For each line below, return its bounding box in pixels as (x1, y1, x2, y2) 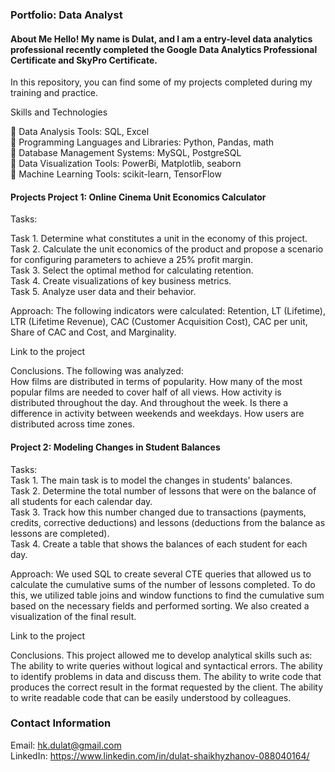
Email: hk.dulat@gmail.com (10, 739, 122, 751)
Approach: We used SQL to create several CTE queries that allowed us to (10, 568, 312, 580)
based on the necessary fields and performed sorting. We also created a (10, 599, 310, 612)
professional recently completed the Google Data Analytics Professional (10, 43, 318, 55)
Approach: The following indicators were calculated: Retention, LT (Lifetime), (10, 305, 326, 317)
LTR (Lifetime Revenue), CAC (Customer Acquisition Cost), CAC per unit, (10, 316, 308, 328)
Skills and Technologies (10, 106, 108, 118)
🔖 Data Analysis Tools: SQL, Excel (10, 126, 150, 138)
